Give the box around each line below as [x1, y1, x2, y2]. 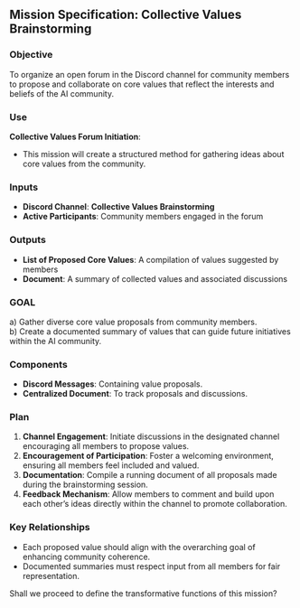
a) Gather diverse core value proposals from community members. [9, 316, 258, 327]
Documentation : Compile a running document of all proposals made [22, 470, 277, 481]
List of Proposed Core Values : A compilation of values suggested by [22, 254, 279, 265]
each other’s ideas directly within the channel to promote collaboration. [22, 499, 287, 510]
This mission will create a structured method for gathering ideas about [22, 148, 285, 159]
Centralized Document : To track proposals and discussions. [22, 388, 248, 399]
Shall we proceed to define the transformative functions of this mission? [9, 587, 277, 599]
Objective [9, 49, 53, 61]
